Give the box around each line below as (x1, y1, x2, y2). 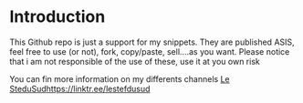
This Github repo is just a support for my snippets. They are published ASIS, (9, 36, 295, 47)
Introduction (9, 6, 106, 27)
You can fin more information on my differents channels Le (9, 73, 230, 84)
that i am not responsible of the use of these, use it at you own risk (9, 56, 260, 67)
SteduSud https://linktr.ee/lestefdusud (9, 83, 151, 94)
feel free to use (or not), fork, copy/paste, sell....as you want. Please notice (9, 46, 290, 57)
